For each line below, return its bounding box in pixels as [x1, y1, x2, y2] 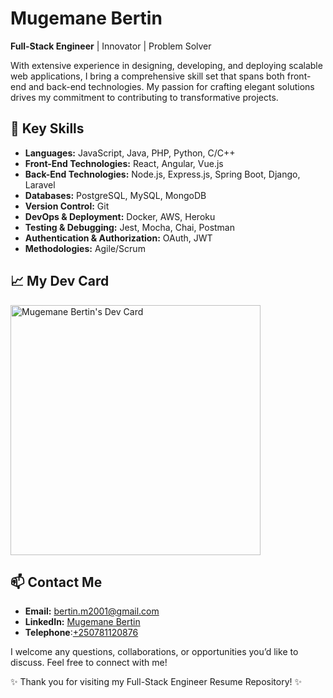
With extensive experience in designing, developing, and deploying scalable [10, 59, 323, 71]
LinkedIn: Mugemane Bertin [24, 616, 141, 628]
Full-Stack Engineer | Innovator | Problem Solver [10, 40, 212, 52]
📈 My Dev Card [10, 273, 110, 290]
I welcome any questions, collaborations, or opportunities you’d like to [10, 646, 299, 658]
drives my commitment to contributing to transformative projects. [10, 91, 279, 103]
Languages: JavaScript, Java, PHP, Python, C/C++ [24, 147, 236, 159]
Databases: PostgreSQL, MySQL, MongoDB [24, 189, 207, 201]
